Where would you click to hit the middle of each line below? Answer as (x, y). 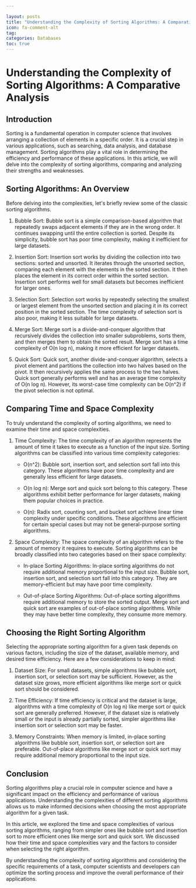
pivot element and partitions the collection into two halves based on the (100, 365)
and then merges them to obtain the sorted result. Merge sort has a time (101, 342)
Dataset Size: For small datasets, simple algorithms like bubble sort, (96, 670)
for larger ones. (33, 288)
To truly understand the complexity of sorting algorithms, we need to (89, 423)
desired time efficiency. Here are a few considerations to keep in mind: (91, 659)
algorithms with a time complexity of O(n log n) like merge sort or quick (100, 707)
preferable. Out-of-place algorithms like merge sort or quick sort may (98, 749)
